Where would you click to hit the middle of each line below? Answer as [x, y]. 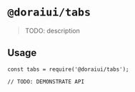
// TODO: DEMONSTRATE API [46, 81]
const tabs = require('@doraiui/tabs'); [69, 69]
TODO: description [52, 30]
